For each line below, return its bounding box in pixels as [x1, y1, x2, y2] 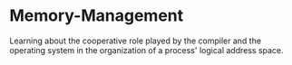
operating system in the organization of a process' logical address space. [9, 44, 284, 55]
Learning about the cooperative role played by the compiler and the [9, 35, 261, 46]
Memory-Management [9, 5, 184, 26]
